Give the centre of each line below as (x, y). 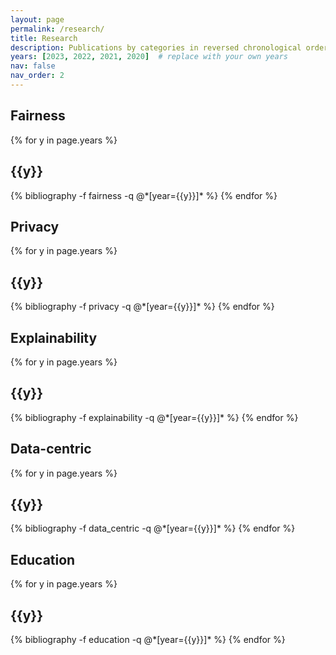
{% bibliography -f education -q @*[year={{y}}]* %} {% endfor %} (148, 639)
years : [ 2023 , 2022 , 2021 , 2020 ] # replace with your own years (149, 57)
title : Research (44, 38)
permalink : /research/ (57, 29)
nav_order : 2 (37, 76)
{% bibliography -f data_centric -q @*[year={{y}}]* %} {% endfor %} (153, 528)
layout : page (37, 19)
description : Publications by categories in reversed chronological (156, 47)
